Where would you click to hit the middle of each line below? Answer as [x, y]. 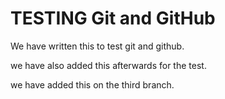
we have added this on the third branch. [92, 84]
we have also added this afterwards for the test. [108, 65]
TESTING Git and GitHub [113, 18]
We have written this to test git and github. [97, 46]
